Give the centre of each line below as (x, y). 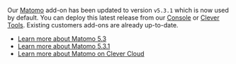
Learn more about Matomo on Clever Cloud (81, 53)
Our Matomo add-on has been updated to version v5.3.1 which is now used (118, 10)
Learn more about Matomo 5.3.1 (64, 46)
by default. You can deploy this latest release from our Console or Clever (113, 18)
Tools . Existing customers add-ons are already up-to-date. (93, 25)
